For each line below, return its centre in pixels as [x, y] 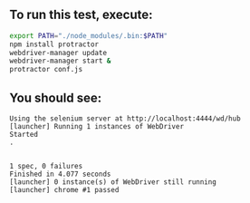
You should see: [56, 97]
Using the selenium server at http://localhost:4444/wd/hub [125, 119]
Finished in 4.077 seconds [60, 174]
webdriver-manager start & [60, 61]
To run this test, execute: [81, 15]
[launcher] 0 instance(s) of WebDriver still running [113, 182]
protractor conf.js [46, 70]
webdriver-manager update [58, 53]
